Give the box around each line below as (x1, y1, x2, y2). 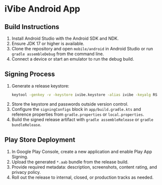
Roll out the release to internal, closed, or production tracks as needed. (11, 174, 154, 180)
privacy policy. (11, 169, 41, 175)
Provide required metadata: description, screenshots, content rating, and (11, 164, 157, 170)
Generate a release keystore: (11, 83, 70, 89)
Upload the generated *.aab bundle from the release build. (11, 159, 129, 165)
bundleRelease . (11, 122, 42, 127)
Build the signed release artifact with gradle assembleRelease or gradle (11, 116, 154, 122)
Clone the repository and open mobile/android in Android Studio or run (11, 46, 153, 51)
